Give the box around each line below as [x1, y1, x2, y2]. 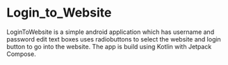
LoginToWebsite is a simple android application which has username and [6, 28, 215, 36]
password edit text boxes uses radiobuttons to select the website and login [6, 35, 222, 43]
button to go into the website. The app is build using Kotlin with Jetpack [6, 42, 212, 50]
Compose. [6, 50, 36, 58]
